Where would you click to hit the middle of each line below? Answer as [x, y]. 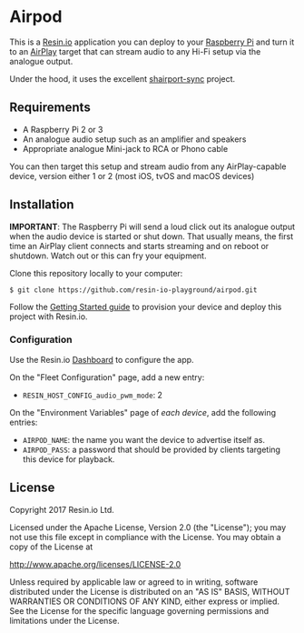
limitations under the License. [64, 620]
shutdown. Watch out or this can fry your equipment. [108, 256]
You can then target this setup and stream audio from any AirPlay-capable [148, 166]
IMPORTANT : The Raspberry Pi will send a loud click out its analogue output [152, 226]
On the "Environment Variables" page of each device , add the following [143, 412]
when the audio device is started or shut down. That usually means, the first [152, 236]
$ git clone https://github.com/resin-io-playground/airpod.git [133, 290]
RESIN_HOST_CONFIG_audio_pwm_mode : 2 [93, 395]
